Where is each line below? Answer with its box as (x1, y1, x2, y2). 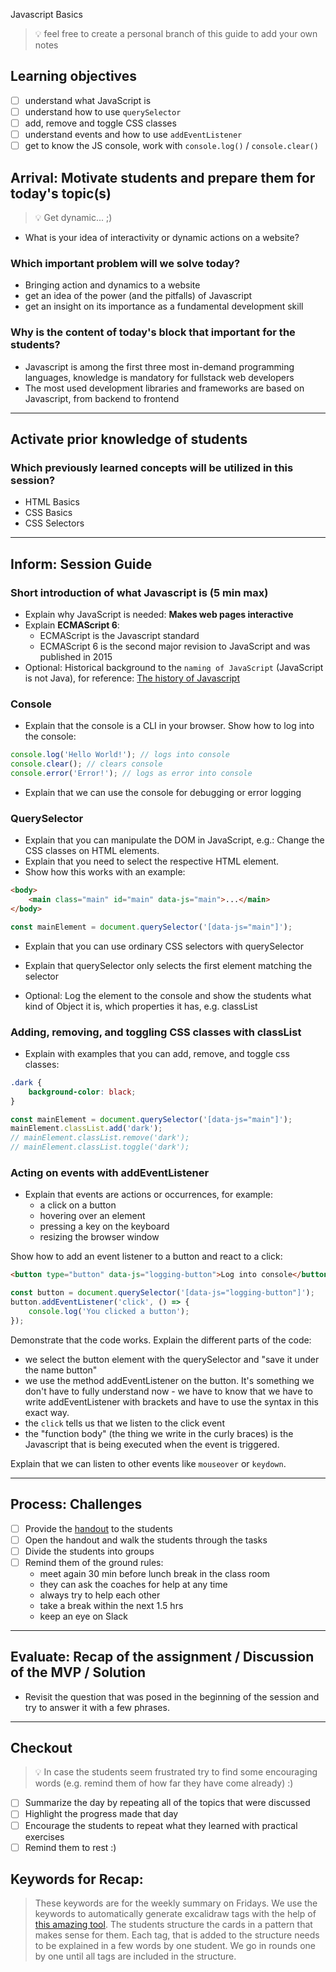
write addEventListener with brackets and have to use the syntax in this (24, 1395, 319, 1408)
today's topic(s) (10, 185, 112, 202)
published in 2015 (39, 650, 113, 663)
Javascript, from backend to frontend (24, 392, 180, 404)
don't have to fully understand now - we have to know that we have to (24, 1385, 313, 1397)
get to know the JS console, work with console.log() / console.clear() (24, 140, 319, 152)
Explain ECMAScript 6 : (24, 619, 120, 631)
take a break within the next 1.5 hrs (39, 1599, 184, 1611)
